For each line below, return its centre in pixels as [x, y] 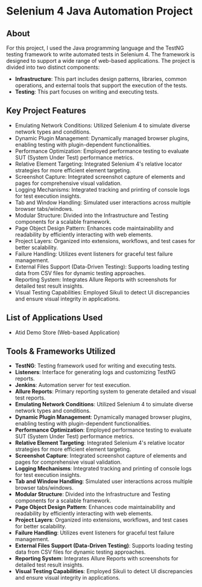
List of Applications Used [55, 318]
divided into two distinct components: [53, 67]
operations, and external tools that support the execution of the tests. [101, 85]
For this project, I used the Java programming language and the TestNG [95, 48]
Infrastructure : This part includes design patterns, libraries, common [101, 79]
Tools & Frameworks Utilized [61, 352]
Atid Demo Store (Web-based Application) [67, 332]
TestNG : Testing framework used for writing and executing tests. [96, 366]
